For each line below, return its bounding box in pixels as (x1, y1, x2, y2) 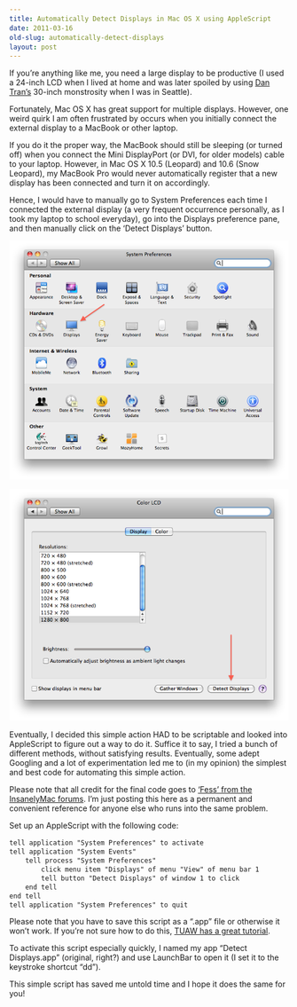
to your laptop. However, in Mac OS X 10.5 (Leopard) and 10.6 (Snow (9, 159, 260, 169)
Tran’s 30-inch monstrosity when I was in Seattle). (9, 87, 192, 98)
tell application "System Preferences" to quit (9, 901, 189, 909)
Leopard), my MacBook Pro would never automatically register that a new (9, 169, 277, 179)
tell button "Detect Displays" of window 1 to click (41, 874, 240, 883)
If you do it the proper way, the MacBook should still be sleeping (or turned (9, 140, 283, 151)
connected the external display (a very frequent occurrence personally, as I (9, 204, 285, 215)
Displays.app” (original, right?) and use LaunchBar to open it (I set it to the (9, 952, 279, 963)
